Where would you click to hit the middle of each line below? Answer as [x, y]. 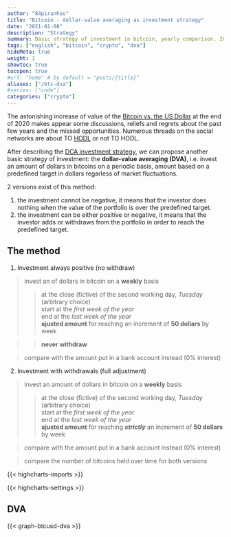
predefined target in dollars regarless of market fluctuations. [92, 173]
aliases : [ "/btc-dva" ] [40, 84]
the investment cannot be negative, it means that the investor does [112, 200]
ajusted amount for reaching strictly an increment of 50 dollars [132, 427]
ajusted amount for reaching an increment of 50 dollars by [125, 324]
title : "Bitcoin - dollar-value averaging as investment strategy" [106, 20]
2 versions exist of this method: [52, 187]
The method [34, 251]
